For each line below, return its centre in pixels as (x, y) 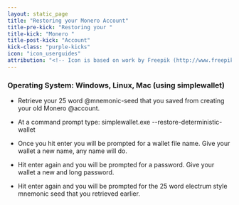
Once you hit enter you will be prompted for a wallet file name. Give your (124, 144)
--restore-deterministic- (187, 122)
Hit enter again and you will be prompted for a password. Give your (116, 165)
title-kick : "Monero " (41, 34)
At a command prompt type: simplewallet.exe (84, 122)
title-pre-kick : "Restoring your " (60, 27)
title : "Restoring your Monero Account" (68, 21)
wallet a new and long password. (66, 172)
